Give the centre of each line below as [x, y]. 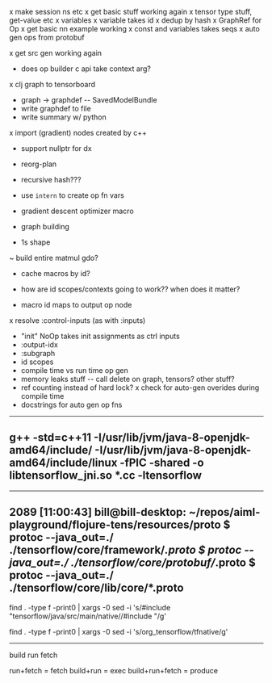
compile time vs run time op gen [74, 370]
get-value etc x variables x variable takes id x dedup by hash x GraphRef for [136, 20]
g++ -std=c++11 [50, 438]
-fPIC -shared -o [162, 463]
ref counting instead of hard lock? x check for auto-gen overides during [140, 388]
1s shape [36, 242]
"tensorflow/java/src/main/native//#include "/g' [88, 616]
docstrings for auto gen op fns [71, 404]
